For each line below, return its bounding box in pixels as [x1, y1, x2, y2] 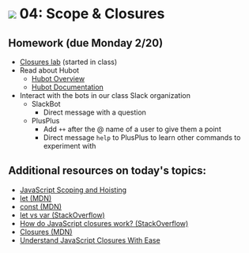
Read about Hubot [19, 66, 80, 75]
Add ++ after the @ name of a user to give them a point [43, 124, 221, 134]
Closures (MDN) [19, 227, 73, 236]
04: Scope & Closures [19, 5, 165, 23]
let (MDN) [19, 193, 52, 202]
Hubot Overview [31, 74, 85, 83]
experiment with [43, 142, 96, 150]
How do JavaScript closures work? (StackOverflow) [19, 218, 189, 228]
